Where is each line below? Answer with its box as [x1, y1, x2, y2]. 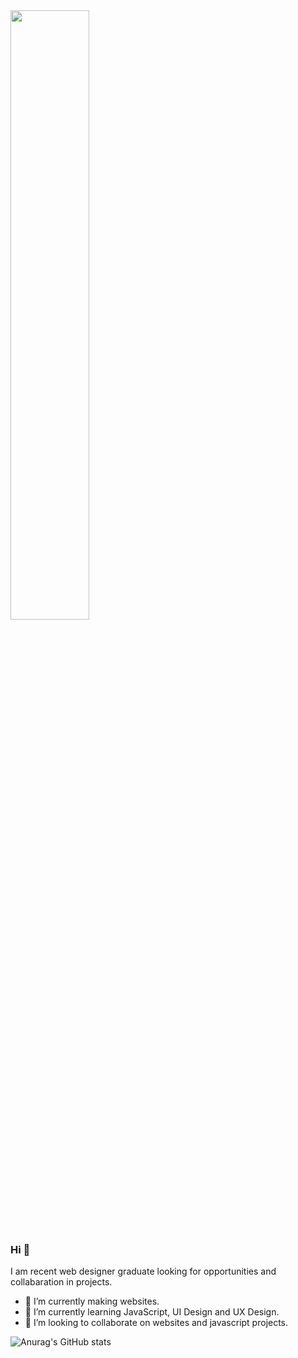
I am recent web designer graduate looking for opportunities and [10, 1265, 277, 1278]
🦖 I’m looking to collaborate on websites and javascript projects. [24, 1317, 289, 1329]
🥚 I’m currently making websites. [24, 1295, 160, 1308]
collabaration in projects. [10, 1276, 113, 1288]
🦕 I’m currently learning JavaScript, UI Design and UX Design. [24, 1306, 280, 1318]
